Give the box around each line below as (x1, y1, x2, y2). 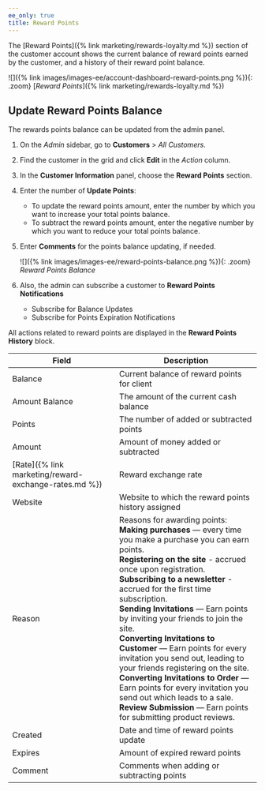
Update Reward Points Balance (8, 103, 163, 117)
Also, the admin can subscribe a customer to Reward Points (19, 281, 215, 291)
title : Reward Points (8, 19, 80, 27)
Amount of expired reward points (119, 748, 241, 759)
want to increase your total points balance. (31, 210, 170, 219)
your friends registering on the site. (119, 662, 250, 673)
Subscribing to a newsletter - (119, 574, 233, 585)
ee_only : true (8, 11, 55, 20)
